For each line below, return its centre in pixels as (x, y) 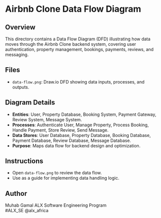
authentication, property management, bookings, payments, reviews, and (80, 49)
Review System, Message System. (47, 119)
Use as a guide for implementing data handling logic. (66, 178)
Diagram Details (30, 102)
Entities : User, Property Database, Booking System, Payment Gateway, (84, 114)
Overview (20, 27)
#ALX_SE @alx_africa (27, 211)
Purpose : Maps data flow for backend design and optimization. (76, 145)
